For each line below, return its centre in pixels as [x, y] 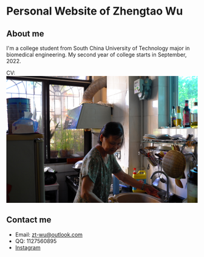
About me [25, 34]
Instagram [28, 247]
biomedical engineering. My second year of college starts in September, [97, 55]
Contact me [29, 220]
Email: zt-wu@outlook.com [49, 235]
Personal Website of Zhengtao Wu [95, 11]
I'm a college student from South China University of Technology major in [98, 48]
